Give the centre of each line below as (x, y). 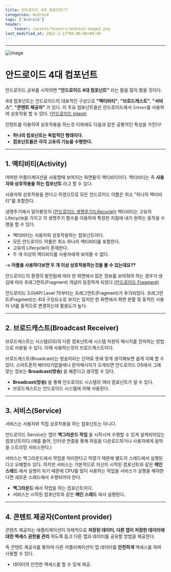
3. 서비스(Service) (34, 410)
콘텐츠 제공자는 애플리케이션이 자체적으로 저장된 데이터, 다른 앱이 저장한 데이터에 (85, 530)
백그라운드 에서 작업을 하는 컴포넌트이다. (53, 488)
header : (13, 24)
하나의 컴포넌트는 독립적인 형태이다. (48, 135)
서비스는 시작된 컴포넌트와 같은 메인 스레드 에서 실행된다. (69, 495)
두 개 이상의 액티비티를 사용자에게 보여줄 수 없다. (61, 254)
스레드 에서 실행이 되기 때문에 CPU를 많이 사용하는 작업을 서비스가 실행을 (78, 471)
